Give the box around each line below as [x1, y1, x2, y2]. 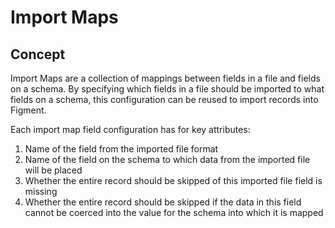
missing [24, 186, 58, 197]
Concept [10, 46, 66, 63]
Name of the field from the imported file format [24, 143, 219, 155]
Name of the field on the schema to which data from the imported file [24, 154, 311, 165]
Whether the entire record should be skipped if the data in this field [24, 196, 302, 208]
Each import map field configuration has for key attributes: [10, 124, 251, 135]
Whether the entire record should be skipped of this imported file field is [24, 175, 323, 186]
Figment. [10, 104, 47, 116]
